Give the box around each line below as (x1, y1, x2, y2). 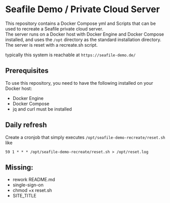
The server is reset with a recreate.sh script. (5, 42, 98, 48)
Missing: (5, 163, 33, 172)
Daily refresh (5, 121, 47, 129)
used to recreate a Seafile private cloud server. (5, 25, 104, 31)
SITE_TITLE (12, 193, 37, 199)
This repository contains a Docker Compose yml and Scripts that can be (5, 20, 156, 26)
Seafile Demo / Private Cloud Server (5, 4, 160, 15)
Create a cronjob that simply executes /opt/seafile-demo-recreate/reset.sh (5, 134, 165, 140)
